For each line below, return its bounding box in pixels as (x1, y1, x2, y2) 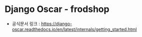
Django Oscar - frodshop (4, 3, 110, 15)
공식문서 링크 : (11, 20, 40, 26)
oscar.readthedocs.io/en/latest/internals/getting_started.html (11, 26, 137, 32)
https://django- (41, 20, 72, 26)
